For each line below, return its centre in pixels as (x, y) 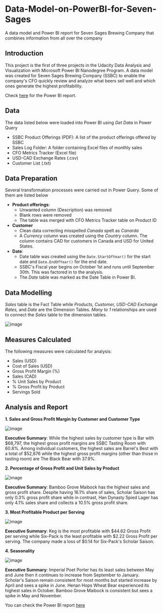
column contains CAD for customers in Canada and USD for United (86, 241)
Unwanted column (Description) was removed (65, 210)
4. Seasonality (20, 551)
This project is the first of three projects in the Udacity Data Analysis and (78, 65)
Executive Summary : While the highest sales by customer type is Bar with (80, 438)
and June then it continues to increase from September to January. (72, 575)
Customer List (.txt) (31, 163)
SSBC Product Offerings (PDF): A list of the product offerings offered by (84, 137)
